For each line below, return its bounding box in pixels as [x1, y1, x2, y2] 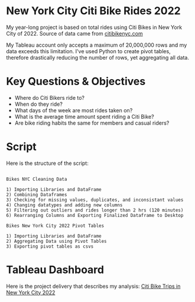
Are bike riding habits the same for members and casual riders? [14, 119, 170, 126]
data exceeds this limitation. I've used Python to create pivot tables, [6, 47, 171, 54]
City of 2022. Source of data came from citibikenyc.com [6, 30, 143, 37]
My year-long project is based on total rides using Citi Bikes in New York [6, 24, 182, 31]
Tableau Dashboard [6, 263, 105, 276]
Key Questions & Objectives [6, 75, 146, 88]
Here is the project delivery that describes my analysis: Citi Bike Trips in [6, 282, 181, 290]
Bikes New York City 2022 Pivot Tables [6, 223, 105, 229]
